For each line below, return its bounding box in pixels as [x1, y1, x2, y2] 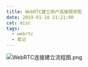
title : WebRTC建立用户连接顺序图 [6, 8, 83, 15]
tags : [6, 25, 20, 32]
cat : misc [6, 20, 31, 26]
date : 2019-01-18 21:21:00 [6, 14, 74, 20]
